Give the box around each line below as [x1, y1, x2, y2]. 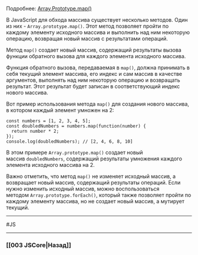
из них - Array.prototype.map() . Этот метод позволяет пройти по [6, 23, 169, 29]
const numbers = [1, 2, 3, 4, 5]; [6, 118, 91, 124]
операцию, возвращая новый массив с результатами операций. [6, 35, 168, 42]
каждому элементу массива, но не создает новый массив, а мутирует [6, 198, 184, 204]
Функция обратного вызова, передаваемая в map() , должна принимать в [6, 64, 190, 71]
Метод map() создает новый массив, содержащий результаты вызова [6, 46, 181, 53]
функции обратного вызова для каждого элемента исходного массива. [6, 53, 186, 59]
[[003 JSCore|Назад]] [6, 241, 72, 249]
